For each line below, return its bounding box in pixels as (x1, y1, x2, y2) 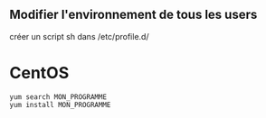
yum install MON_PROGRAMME (9, 100, 111, 109)
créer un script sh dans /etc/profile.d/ (9, 31, 149, 41)
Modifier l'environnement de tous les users (9, 7, 258, 23)
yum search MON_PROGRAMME (9, 92, 107, 102)
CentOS (9, 63, 70, 83)
